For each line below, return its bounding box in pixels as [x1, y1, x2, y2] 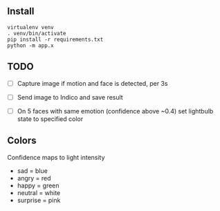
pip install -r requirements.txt [7, 36, 104, 43]
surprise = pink [17, 196, 61, 204]
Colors [7, 135, 37, 147]
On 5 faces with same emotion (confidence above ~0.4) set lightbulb [17, 107, 214, 115]
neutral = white [17, 188, 61, 196]
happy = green [17, 181, 60, 190]
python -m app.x [7, 42, 54, 49]
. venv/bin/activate [7, 30, 67, 37]
